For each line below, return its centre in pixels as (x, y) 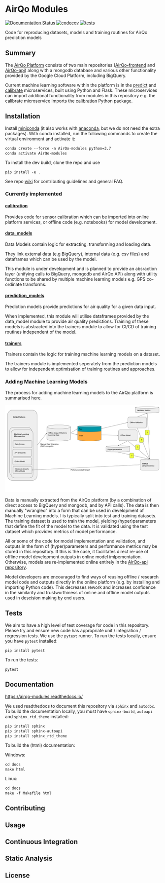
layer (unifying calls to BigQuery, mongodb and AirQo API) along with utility (81, 274)
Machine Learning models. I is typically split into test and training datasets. (81, 516)
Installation (23, 116)
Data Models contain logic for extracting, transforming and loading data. (78, 244)
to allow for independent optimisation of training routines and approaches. (81, 369)
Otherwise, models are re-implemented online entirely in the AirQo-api (76, 562)
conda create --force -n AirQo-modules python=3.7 (58, 148)
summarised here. (23, 398)
